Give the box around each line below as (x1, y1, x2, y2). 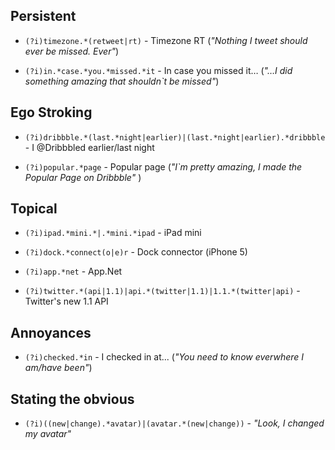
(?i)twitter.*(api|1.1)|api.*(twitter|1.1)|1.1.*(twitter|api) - (24, 285, 301, 297)
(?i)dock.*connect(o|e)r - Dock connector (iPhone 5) (24, 246, 248, 258)
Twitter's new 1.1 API (24, 295, 109, 308)
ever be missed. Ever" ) (24, 45, 120, 57)
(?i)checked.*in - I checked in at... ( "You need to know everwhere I (24, 351, 305, 363)
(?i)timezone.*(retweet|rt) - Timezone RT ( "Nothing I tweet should (24, 34, 308, 46)
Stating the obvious (10, 390, 135, 408)
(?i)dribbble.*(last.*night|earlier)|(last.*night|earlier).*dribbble (24, 132, 326, 143)
